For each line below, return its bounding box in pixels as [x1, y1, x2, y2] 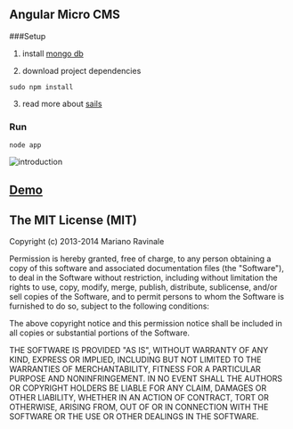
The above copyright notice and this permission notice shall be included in [9, 318, 282, 329]
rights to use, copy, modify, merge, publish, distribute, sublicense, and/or [9, 282, 278, 293]
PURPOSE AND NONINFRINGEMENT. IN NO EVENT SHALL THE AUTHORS [9, 374, 283, 384]
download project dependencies [21, 65, 142, 76]
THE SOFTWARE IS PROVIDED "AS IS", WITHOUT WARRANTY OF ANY [9, 345, 269, 356]
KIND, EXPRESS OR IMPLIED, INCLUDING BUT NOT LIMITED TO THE [9, 354, 262, 365]
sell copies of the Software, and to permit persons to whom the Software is [9, 292, 285, 302]
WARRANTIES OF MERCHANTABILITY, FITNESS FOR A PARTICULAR [9, 364, 261, 375]
